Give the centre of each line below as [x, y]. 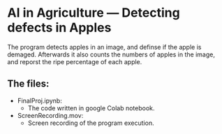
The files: [28, 84]
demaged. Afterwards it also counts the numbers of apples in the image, [111, 54]
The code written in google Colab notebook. [91, 108]
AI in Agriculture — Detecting [94, 13]
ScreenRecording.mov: [50, 115]
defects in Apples [59, 28]
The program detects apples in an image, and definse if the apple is [104, 47]
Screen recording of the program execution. [91, 123]
